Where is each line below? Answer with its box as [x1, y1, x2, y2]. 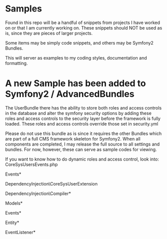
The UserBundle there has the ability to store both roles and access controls [5, 104, 162, 110]
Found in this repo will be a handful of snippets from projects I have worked [5, 19, 161, 25]
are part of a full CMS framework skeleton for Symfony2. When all [5, 135, 141, 141]
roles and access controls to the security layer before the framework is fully [5, 115, 161, 121]
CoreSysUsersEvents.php [5, 161, 58, 167]
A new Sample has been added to [5, 78, 146, 89]
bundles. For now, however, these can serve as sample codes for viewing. [5, 146, 157, 152]
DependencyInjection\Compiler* [5, 190, 71, 196]
